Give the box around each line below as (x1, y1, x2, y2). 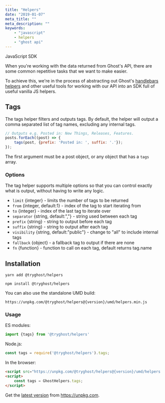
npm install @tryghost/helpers (5, 281, 70, 286)
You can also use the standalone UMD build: (5, 290, 96, 296)
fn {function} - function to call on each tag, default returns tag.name (12, 245, 152, 251)
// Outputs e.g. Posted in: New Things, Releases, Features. (5, 131, 134, 136)
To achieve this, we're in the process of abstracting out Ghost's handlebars (5, 78, 159, 83)
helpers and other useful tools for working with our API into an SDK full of (5, 83, 155, 89)
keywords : (5, 26, 26, 31)
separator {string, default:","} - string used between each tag (12, 213, 137, 219)
